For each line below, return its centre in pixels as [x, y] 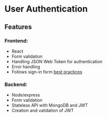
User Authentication [46, 9]
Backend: [16, 84]
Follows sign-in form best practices [47, 72]
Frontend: [16, 41]
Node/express [26, 95]
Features [18, 27]
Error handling [26, 67]
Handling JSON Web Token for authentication [57, 61]
